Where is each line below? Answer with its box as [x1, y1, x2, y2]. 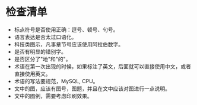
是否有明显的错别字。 [14, 48, 66, 55]
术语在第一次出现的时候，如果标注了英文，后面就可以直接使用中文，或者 [14, 63, 191, 70]
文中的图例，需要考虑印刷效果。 [14, 92, 93, 99]
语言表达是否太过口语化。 [14, 33, 77, 40]
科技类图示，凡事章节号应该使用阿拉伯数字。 [14, 41, 124, 48]
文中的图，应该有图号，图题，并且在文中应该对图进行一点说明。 [14, 85, 170, 92]
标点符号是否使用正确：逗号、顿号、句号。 [14, 26, 119, 33]
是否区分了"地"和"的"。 [14, 55, 71, 63]
